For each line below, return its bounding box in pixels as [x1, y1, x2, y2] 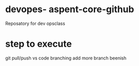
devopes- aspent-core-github [5, 4, 134, 15]
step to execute [5, 38, 72, 50]
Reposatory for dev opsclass [5, 20, 65, 26]
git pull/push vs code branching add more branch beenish [5, 55, 127, 61]
